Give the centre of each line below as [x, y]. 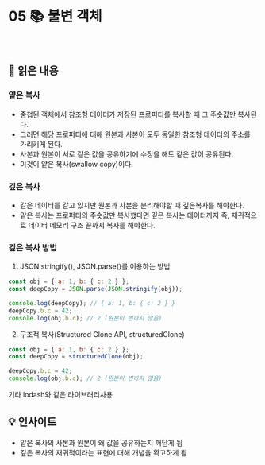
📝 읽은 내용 [34, 71]
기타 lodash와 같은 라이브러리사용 [61, 395]
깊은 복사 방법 [33, 247]
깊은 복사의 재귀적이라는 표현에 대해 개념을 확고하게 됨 [104, 452]
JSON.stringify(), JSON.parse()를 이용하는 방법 [95, 266]
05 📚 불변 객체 [55, 16]
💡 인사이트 [33, 422]
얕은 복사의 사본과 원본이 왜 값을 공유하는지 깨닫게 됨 [101, 443]
